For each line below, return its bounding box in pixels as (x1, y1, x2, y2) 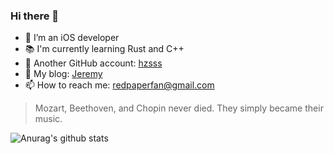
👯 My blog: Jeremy (24, 68, 103, 80)
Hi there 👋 (10, 9, 60, 23)
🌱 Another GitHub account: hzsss (24, 57, 163, 69)
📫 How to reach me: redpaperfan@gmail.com (24, 79, 215, 91)
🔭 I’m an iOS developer (24, 32, 120, 44)
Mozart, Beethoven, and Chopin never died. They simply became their (34, 102, 324, 114)
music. (34, 113, 63, 125)
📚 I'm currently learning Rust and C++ (24, 43, 185, 55)
